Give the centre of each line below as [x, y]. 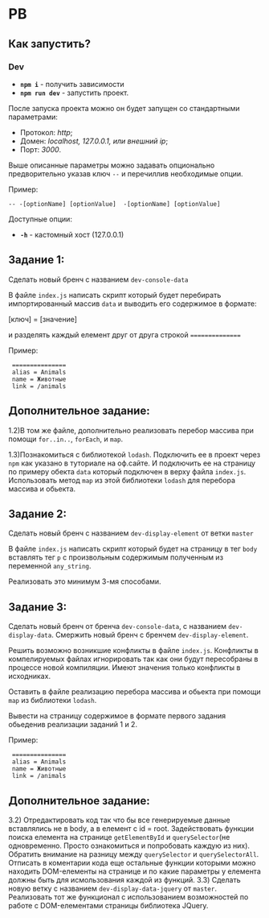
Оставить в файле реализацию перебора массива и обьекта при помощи [134, 692]
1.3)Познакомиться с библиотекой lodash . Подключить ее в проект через [134, 454]
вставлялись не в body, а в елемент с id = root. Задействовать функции [131, 828]
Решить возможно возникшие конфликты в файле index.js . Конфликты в [133, 651]
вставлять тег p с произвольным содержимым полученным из [116, 557]
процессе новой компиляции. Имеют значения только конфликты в [124, 668]
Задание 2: [37, 513]
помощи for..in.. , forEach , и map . [65, 439]
